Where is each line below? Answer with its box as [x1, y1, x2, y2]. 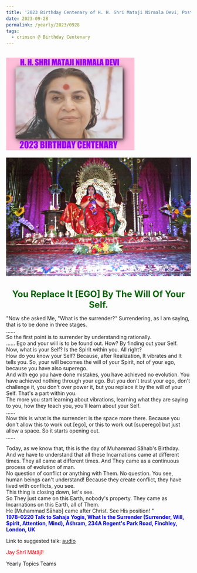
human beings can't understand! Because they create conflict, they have [6, 476, 182, 483]
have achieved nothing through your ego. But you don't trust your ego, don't [6, 377, 191, 384]
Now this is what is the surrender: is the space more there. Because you [6, 414, 180, 421]
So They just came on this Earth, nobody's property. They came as [6, 494, 168, 502]
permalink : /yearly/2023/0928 [6, 22, 80, 28]
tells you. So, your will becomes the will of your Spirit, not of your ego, [6, 358, 176, 366]
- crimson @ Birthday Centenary [11, 34, 91, 41]
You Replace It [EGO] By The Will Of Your [12, 288, 185, 300]
